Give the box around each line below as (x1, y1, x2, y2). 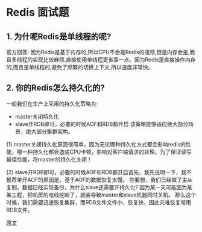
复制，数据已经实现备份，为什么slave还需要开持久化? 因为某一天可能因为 (6, 183, 188, 190)
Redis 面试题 (6, 5, 69, 19)
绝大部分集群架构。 (25, 128, 74, 135)
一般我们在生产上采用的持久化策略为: (6, 100, 98, 107)
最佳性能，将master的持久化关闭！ (6, 155, 92, 163)
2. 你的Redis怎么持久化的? (6, 83, 106, 93)
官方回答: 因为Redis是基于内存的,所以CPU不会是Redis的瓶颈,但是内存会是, (6, 49, 190, 55)
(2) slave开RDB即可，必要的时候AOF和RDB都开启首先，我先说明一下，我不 (6, 168, 192, 175)
